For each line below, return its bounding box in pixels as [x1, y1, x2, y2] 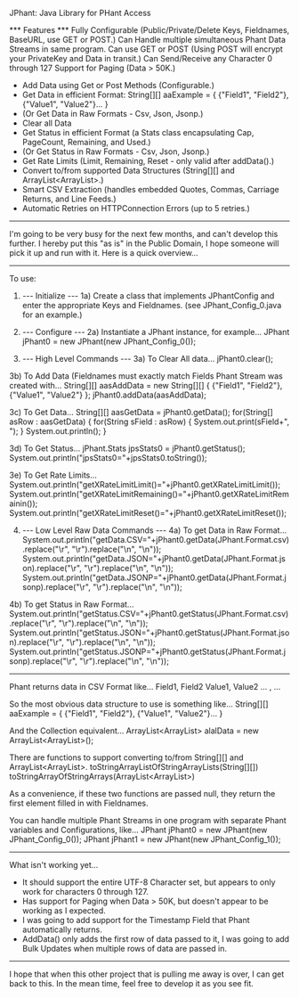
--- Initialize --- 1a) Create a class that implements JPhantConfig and [21, 290, 275, 301]
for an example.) [21, 309, 83, 320]
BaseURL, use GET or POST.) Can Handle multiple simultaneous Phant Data [9, 35, 287, 45]
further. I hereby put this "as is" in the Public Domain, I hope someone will [9, 238, 279, 249]
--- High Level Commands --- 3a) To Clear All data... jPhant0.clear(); [21, 354, 274, 364]
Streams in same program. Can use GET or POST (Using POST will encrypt [9, 44, 283, 54]
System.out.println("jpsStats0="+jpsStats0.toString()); [9, 453, 207, 462]
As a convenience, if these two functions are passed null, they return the [9, 789, 276, 798]
